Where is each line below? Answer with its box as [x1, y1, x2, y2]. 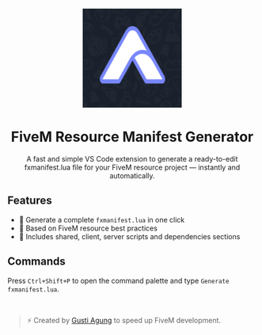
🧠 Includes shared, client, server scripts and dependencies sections [18, 231, 241, 241]
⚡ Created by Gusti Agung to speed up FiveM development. [26, 315, 222, 325]
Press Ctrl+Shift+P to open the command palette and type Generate [7, 276, 230, 285]
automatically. [109, 170, 155, 181]
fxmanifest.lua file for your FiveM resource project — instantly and [24, 162, 241, 172]
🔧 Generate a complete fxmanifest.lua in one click [18, 215, 185, 224]
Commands [7, 255, 66, 268]
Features [7, 194, 52, 207]
